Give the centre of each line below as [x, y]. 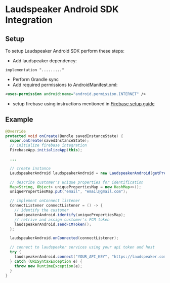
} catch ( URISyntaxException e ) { [46, 261]
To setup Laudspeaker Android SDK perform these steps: [65, 51]
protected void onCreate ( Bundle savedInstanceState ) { [64, 136]
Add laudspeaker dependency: [45, 61]
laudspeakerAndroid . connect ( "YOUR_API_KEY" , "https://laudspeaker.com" [91, 257]
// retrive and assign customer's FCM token [62, 219]
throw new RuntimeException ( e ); [48, 266]
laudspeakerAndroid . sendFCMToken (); [53, 224]
